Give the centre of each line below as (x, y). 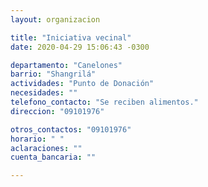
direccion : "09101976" (57, 111)
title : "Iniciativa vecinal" (71, 37)
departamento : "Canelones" (66, 65)
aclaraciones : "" (46, 148)
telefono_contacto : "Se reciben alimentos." (104, 102)
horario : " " (37, 139)
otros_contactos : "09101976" (71, 129)
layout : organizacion (55, 19)
